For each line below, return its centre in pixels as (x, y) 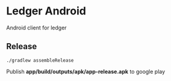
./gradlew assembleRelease (40, 60)
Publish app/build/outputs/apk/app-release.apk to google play (86, 71)
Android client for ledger (37, 28)
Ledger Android (46, 11)
